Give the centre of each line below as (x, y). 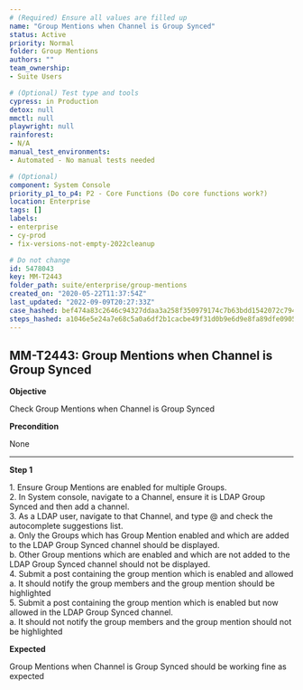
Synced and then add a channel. (69, 506)
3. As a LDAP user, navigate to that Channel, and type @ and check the (141, 516)
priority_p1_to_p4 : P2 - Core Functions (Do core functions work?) (139, 194)
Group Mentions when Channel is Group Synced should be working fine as (148, 666)
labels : (24, 219)
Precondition (34, 427)
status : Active (38, 34)
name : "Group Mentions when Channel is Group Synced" (113, 26)
